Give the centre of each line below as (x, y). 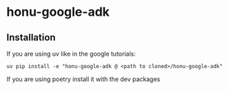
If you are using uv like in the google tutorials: (71, 54)
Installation (31, 37)
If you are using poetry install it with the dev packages (83, 79)
